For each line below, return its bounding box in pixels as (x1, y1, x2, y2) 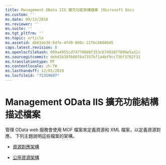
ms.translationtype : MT (5, 59, 55, 64)
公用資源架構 (12, 154, 39, 160)
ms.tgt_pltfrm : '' (5, 31, 44, 36)
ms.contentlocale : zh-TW (5, 64, 57, 69)
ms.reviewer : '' (5, 21, 39, 27)
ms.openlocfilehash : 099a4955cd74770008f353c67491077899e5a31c (5, 49, 141, 54)
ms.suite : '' (5, 26, 33, 31)
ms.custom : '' (5, 12, 35, 17)
